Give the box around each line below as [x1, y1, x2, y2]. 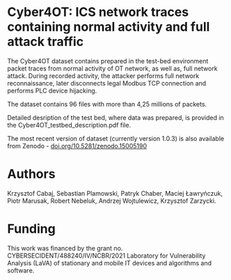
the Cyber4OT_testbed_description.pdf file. [7, 120, 131, 129]
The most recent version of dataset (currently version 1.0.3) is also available [7, 134, 225, 143]
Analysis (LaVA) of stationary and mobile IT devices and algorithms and [7, 258, 212, 267]
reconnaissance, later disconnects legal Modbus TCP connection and [7, 79, 207, 87]
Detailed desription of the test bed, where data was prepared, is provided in [7, 113, 224, 122]
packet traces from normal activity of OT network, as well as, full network [7, 64, 218, 72]
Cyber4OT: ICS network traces [7, 4, 189, 20]
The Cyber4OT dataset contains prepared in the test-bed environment [7, 56, 209, 65]
